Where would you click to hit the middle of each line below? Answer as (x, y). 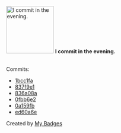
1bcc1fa (24, 80)
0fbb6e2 (26, 99)
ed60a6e (26, 112)
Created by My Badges (34, 123)
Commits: (18, 69)
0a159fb (25, 106)
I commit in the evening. (85, 51)
